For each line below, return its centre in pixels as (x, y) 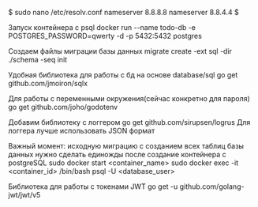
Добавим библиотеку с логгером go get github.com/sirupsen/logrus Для (129, 122)
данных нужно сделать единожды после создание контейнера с (117, 154)
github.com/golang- (212, 186)
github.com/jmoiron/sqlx (48, 83)
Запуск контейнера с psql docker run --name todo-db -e (102, 27)
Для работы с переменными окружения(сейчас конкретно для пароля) (129, 98)
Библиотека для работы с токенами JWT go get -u (93, 186)
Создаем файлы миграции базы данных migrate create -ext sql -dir (120, 51)
